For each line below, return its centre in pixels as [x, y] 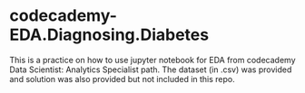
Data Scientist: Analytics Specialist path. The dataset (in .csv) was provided [151, 70]
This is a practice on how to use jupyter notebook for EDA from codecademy [152, 60]
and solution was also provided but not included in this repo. [123, 79]
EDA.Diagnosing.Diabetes [109, 35]
